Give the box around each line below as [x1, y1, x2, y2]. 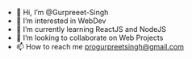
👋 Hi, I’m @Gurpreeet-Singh [15, 8, 109, 17]
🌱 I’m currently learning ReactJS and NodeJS [15, 25, 167, 33]
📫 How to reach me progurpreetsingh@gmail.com [15, 42, 184, 51]
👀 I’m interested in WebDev [15, 16, 106, 26]
